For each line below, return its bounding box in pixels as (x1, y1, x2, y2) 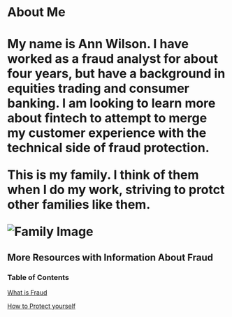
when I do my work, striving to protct (7, 182, 225, 198)
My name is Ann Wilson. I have (7, 36, 189, 52)
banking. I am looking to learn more (7, 96, 216, 112)
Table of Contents (7, 272, 70, 282)
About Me (7, 4, 66, 20)
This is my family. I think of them (7, 167, 199, 183)
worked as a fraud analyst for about (7, 51, 219, 67)
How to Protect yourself (7, 302, 75, 311)
